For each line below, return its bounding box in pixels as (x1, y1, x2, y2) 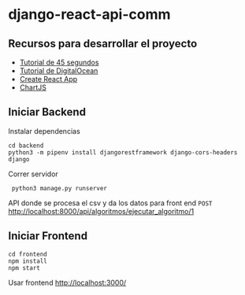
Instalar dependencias (8, 126, 80, 135)
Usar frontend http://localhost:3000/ (8, 278, 127, 287)
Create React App (19, 75, 78, 83)
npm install (8, 257, 47, 265)
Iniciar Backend (8, 105, 87, 119)
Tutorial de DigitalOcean (19, 66, 98, 76)
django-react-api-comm (8, 6, 171, 24)
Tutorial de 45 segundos (19, 57, 99, 67)
